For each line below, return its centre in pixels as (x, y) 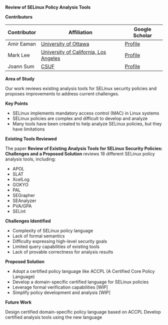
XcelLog (21, 179)
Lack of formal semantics (38, 236)
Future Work (18, 302)
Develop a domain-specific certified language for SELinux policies (80, 282)
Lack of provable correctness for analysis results (63, 252)
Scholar (143, 35)
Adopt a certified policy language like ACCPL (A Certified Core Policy (83, 271)
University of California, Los (73, 52)
